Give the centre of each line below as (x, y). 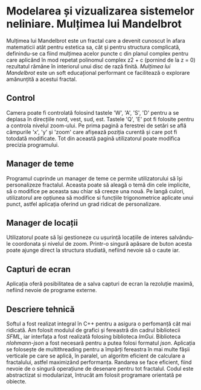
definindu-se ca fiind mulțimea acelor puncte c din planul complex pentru (97, 53)
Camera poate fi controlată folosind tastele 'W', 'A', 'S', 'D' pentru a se (93, 112)
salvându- (181, 237)
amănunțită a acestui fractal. (42, 79)
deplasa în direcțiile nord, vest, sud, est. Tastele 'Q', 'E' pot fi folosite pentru (100, 119)
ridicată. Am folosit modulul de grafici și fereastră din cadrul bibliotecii (93, 330)
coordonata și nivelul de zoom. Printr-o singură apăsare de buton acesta (102, 244)
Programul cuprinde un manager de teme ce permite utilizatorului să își (94, 178)
